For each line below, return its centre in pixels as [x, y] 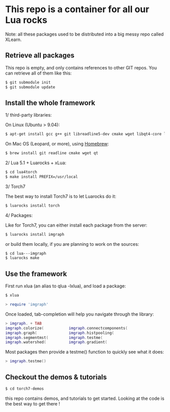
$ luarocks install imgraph [35, 234]
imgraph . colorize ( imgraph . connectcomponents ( [67, 328]
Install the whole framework [50, 103]
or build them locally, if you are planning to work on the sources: [72, 244]
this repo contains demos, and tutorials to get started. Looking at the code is [85, 398]
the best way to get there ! [33, 403]
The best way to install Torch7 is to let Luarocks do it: [61, 196]
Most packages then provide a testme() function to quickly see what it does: [85, 352]
